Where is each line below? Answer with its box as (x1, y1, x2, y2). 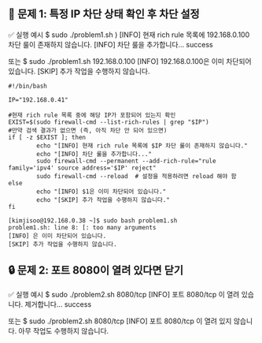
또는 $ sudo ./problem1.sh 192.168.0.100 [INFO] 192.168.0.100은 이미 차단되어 (8, 56, 252, 65)
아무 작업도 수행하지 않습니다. (18, 326, 109, 335)
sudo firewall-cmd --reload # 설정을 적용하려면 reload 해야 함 (36, 172, 237, 180)
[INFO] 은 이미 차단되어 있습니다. (8, 232, 107, 240)
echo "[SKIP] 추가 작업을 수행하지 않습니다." (36, 196, 171, 203)
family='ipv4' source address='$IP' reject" (8, 164, 157, 172)
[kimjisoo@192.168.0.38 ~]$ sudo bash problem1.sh (8, 216, 178, 225)
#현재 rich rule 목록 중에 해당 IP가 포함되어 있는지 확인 (8, 111, 176, 119)
